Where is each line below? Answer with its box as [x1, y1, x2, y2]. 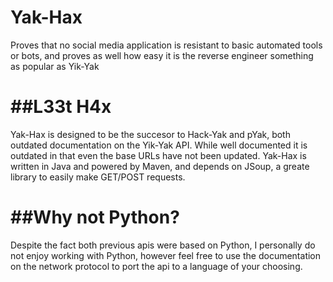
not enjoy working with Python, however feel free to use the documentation [10, 249, 322, 261]
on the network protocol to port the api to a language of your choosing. [10, 260, 303, 272]
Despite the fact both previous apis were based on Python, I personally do [10, 239, 316, 251]
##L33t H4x [10, 96, 112, 118]
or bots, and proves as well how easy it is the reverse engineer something [10, 49, 314, 61]
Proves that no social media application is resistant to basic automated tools [10, 39, 323, 51]
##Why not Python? [10, 206, 180, 229]
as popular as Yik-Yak [10, 60, 100, 72]
